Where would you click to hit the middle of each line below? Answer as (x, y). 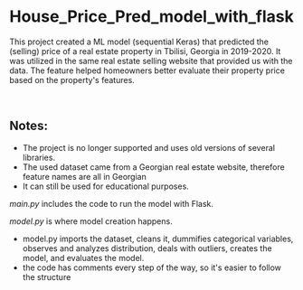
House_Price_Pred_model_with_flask (151, 17)
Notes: (28, 126)
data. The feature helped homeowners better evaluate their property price (147, 70)
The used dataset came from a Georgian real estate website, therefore (153, 167)
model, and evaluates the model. (83, 257)
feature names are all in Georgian (84, 176)
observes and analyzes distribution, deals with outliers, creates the (147, 248)
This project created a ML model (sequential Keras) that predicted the (139, 42)
